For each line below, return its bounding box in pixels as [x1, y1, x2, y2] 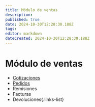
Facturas [12, 91, 31, 97]
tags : [5, 26, 17, 32]
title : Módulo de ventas [5, 7, 58, 13]
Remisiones [12, 85, 37, 92]
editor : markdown [5, 31, 42, 36]
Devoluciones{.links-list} [12, 96, 65, 102]
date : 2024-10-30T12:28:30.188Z [5, 21, 74, 27]
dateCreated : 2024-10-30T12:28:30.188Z [5, 36, 90, 41]
